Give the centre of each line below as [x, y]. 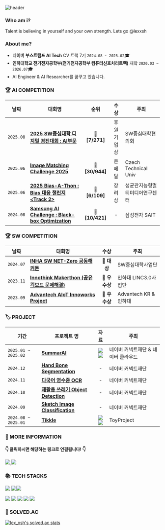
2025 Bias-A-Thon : [55, 186]
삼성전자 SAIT [140, 215]
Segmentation [58, 372]
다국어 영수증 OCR [62, 380]
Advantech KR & [136, 294]
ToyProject [122, 420]
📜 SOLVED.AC [22, 512]
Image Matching [50, 165]
